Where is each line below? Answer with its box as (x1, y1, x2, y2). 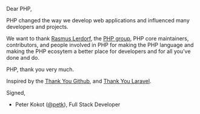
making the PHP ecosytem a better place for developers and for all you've (6, 48, 191, 55)
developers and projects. (6, 24, 68, 30)
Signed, (6, 89, 25, 96)
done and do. (6, 54, 39, 61)
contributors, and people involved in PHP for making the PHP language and (6, 42, 194, 48)
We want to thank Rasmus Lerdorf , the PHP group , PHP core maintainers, (6, 35, 189, 42)
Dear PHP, (6, 5, 32, 12)
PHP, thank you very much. (6, 66, 75, 73)
